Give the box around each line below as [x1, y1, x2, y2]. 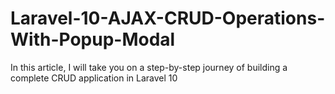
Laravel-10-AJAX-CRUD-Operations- [10, 7, 326, 30]
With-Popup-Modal [10, 28, 176, 51]
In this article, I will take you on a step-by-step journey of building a [10, 61, 288, 73]
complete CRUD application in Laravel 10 [10, 72, 178, 84]
